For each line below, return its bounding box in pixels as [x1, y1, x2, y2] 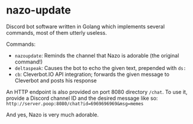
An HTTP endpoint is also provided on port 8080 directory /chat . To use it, [6, 88, 188, 95]
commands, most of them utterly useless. [6, 29, 107, 36]
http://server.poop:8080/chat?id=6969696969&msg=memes [6, 100, 144, 106]
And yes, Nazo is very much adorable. [6, 111, 99, 118]
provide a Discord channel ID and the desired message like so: [6, 95, 158, 102]
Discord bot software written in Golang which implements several [6, 23, 165, 30]
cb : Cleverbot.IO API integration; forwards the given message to [14, 71, 170, 78]
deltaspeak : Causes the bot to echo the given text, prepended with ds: [14, 64, 187, 71]
